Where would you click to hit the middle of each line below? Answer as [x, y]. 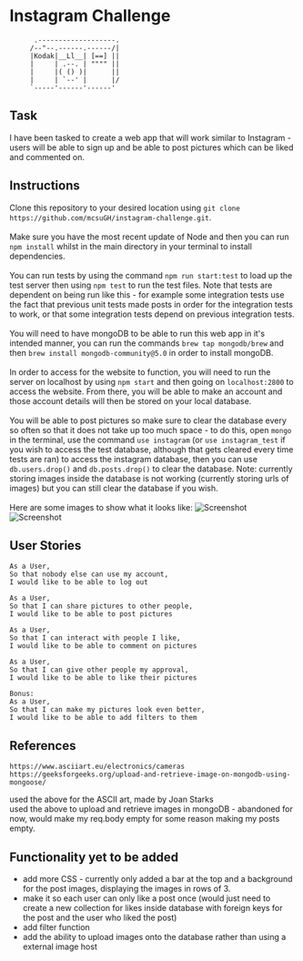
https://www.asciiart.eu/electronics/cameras [97, 767]
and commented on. [47, 157]
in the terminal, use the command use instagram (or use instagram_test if [148, 440]
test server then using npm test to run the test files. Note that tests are [141, 285]
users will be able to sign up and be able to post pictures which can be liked [151, 147]
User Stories [45, 546]
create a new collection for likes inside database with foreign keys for [153, 908]
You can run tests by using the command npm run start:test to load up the [151, 275]
